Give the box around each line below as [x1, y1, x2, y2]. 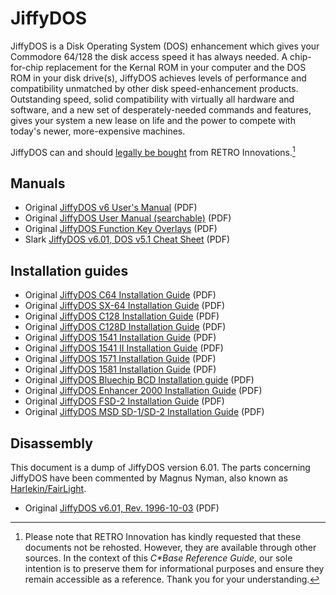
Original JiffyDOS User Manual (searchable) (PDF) [24, 212, 232, 224]
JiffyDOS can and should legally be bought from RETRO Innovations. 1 [10, 144, 296, 158]
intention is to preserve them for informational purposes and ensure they [24, 563, 325, 575]
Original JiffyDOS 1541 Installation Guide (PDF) [24, 332, 217, 344]
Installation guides [10, 262, 129, 279]
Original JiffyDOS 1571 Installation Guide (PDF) [24, 353, 217, 365]
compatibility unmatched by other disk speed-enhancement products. [10, 82, 299, 94]
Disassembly [10, 435, 93, 452]
